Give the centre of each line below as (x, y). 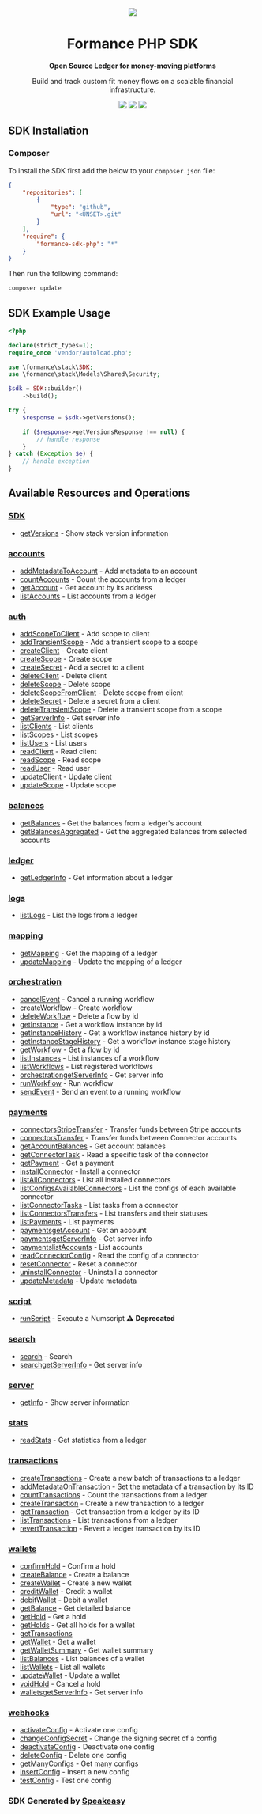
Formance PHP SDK (133, 44)
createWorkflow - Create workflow (76, 1008)
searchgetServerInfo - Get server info (81, 1364)
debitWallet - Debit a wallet (64, 1600)
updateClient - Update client (65, 777)
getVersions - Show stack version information (94, 533)
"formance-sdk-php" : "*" (77, 244)
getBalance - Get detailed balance (75, 1608)
